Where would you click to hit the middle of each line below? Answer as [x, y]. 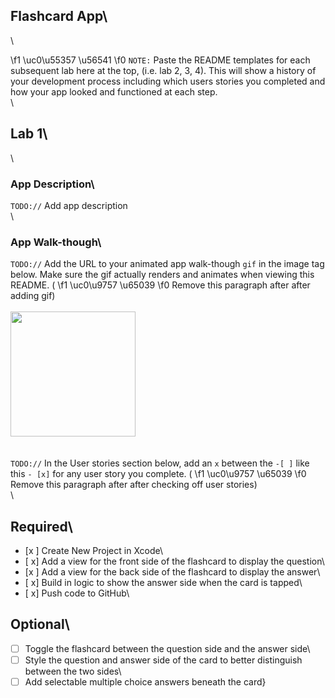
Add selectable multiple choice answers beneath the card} [145, 681]
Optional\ [40, 624]
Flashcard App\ [59, 16]
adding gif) [33, 296]
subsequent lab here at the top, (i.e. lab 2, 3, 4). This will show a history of [163, 70]
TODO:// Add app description [69, 205]
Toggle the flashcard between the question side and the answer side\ [167, 648]
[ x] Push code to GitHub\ [77, 593]
